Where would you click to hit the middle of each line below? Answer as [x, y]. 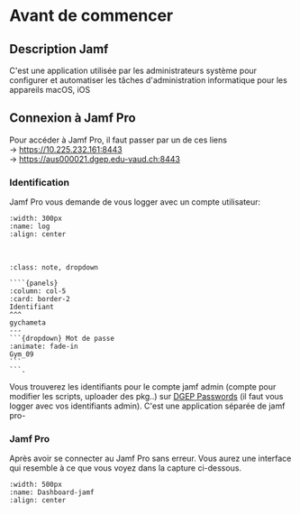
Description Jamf [59, 49]
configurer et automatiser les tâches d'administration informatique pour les [149, 80]
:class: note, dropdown [54, 268]
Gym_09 [22, 354]
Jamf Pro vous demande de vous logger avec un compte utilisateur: [135, 202]
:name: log [30, 226]
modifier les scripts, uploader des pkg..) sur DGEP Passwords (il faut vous [146, 397]
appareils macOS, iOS [50, 90]
